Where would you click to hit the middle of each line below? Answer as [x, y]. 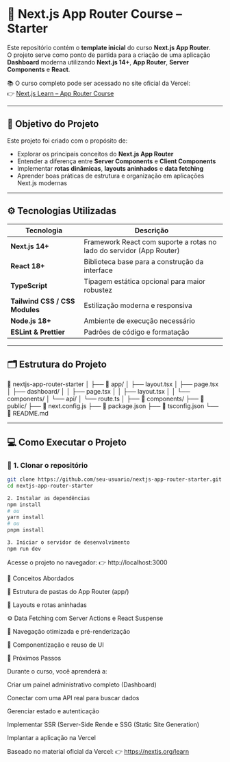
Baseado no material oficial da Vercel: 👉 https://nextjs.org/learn [98, 751]
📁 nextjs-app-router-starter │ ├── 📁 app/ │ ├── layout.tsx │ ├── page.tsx [113, 384]
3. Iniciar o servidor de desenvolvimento [68, 543]
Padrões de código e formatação [137, 332]
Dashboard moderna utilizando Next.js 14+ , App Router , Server [98, 62]
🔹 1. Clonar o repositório [48, 465]
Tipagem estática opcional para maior [145, 281]
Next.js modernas [42, 183]
